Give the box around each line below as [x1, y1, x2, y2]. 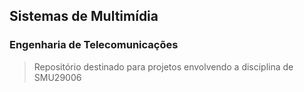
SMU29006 [33, 71, 82, 83]
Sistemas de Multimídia [9, 8, 159, 25]
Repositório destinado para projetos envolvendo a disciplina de [33, 60, 294, 73]
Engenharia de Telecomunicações [9, 38, 179, 52]
